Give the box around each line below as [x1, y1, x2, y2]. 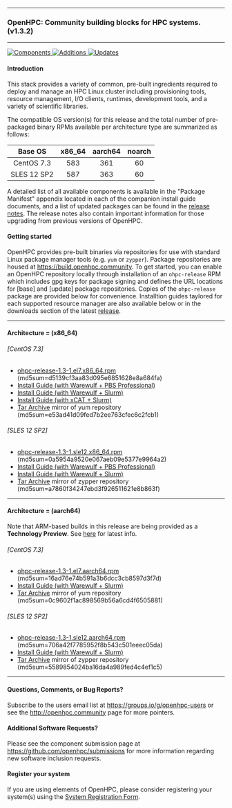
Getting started [7, 233, 52, 241]
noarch [127, 146, 152, 156]
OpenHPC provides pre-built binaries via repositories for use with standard [7, 247, 220, 256]
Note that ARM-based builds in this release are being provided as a [7, 522, 198, 530]
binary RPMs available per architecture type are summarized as [37, 123, 217, 131]
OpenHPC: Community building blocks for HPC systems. [7, 17, 201, 27]
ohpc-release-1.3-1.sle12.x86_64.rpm [17, 447, 123, 456]
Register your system [7, 770, 70, 778]
